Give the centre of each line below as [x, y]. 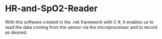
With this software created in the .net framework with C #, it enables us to [80, 22]
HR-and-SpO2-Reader [51, 9]
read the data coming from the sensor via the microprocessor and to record [81, 27]
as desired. [16, 32]
